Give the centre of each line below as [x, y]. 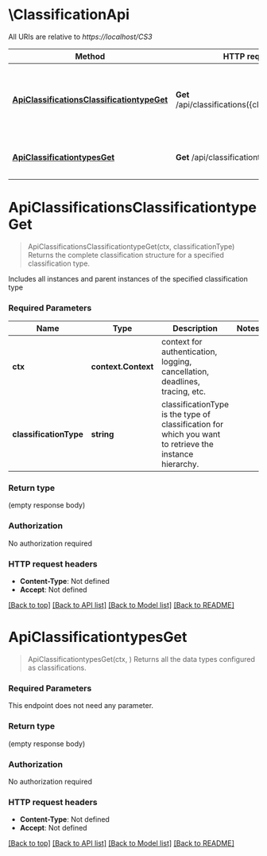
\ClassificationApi [69, 15]
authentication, [190, 352]
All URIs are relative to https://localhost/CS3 [80, 37]
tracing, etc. [184, 391]
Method [90, 56]
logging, [177, 362]
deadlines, [181, 382]
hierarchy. [180, 465]
